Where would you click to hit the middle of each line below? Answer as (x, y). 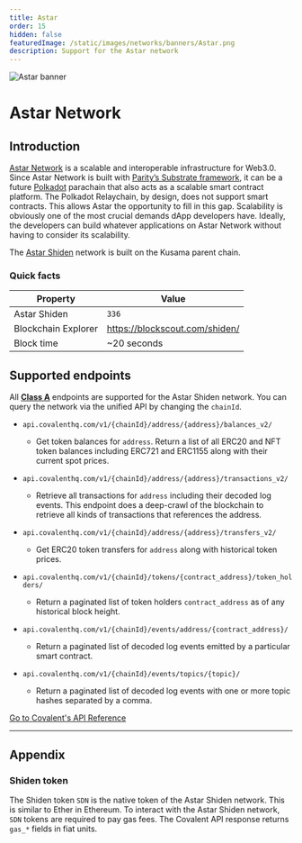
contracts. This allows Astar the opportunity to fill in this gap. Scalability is (146, 206)
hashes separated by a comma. (94, 701)
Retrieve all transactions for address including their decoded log (154, 495)
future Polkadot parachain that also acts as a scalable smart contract (137, 187)
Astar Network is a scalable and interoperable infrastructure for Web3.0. (143, 168)
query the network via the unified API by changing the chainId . (126, 407)
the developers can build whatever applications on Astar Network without (145, 225)
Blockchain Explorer (56, 329)
